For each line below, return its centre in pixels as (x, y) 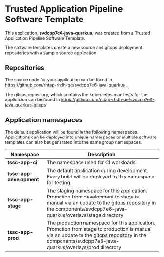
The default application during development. (98, 170)
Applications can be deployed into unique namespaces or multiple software (81, 137)
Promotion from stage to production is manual (99, 229)
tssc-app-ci (22, 162)
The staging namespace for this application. (97, 190)
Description (102, 154)
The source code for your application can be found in (59, 79)
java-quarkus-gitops (26, 105)
